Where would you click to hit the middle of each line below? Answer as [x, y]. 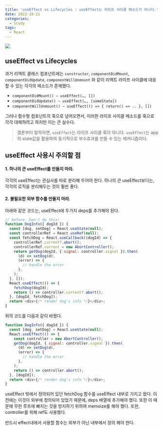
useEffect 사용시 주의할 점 [43, 155]
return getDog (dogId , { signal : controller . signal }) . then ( [76, 251]
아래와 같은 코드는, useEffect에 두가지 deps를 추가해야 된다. [62, 210]
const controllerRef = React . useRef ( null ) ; [54, 233]
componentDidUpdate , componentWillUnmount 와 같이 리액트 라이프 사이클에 [76, 80]
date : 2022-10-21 [23, 14]
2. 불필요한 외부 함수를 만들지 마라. [38, 199]
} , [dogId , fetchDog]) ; [33, 297]
